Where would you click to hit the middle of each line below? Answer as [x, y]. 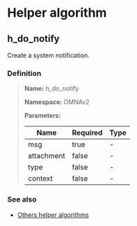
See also [22, 199]
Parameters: [42, 116]
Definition [24, 73]
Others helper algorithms [53, 215]
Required [87, 133]
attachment [46, 156]
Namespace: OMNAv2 [57, 102]
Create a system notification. [49, 55]
